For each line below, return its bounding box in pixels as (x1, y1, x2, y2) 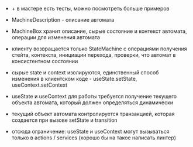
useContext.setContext (11, 81, 68, 88)
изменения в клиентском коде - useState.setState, (11, 76, 137, 82)
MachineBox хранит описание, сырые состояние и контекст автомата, (11, 28, 187, 35)
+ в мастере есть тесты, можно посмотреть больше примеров (11, 5, 170, 12)
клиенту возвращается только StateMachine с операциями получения (11, 45, 187, 52)
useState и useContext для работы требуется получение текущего (11, 93, 177, 100)
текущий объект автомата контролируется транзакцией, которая (11, 111, 175, 117)
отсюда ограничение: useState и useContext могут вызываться (11, 128, 170, 135)
